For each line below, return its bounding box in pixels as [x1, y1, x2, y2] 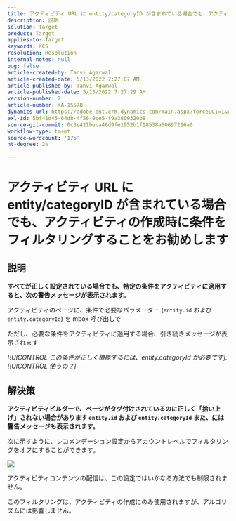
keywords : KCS [7, 43, 49, 50]
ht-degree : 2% [7, 141, 49, 148]
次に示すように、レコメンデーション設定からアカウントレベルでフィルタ [7, 437, 216, 445]
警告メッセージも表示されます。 [7, 422, 100, 430]
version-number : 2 [7, 95, 61, 103]
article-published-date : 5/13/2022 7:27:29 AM [7, 88, 146, 95]
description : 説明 [7, 17, 59, 24]
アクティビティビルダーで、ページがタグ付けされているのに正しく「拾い [7, 404, 215, 413]
